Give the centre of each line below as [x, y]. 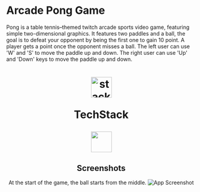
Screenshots [101, 168]
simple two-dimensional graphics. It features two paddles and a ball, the [96, 33]
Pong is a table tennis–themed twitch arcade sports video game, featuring [98, 27]
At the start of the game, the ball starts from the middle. [77, 182]
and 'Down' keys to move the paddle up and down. [69, 59]
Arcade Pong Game [56, 11]
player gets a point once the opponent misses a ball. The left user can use [98, 46]
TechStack [101, 115]
